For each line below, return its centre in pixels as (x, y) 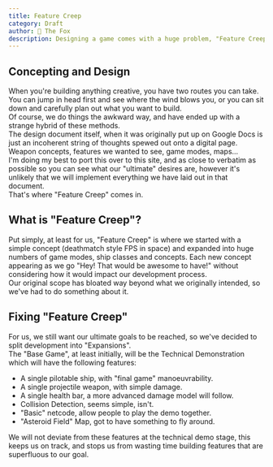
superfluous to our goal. (49, 454)
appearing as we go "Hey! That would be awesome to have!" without (123, 266)
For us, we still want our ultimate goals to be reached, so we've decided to (133, 336)
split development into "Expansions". (70, 345)
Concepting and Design (69, 71)
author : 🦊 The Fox (39, 31)
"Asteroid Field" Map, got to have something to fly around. (117, 421)
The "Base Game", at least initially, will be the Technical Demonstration (127, 353)
